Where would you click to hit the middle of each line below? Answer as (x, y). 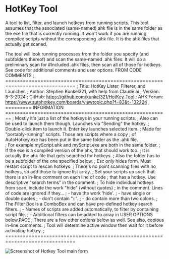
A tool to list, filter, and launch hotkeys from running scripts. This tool (77, 23)
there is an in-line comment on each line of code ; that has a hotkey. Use (81, 177)
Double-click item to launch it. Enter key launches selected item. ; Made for (83, 128)
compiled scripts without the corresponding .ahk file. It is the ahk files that (82, 39)
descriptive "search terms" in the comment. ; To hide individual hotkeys (79, 182)
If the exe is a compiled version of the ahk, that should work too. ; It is (77, 150)
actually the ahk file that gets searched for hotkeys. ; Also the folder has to (83, 155)
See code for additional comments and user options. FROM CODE (74, 70)
